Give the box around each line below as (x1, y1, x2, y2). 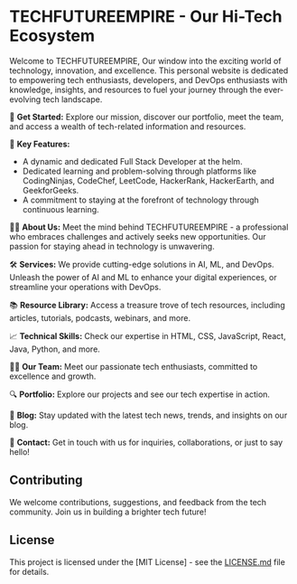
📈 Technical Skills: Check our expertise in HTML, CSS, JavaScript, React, (9, 330, 286, 341)
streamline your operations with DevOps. (9, 281, 162, 292)
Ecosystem (9, 25, 96, 46)
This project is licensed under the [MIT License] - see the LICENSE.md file (9, 556, 286, 567)
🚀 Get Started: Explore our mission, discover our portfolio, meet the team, (9, 111, 284, 122)
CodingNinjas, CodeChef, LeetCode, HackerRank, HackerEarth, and (22, 174, 275, 186)
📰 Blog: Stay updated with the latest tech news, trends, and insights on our (9, 410, 288, 420)
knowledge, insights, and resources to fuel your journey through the (9, 84, 263, 95)
